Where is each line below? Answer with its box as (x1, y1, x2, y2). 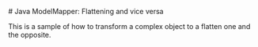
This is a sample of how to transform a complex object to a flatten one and (8, 22, 251, 31)
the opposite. (8, 31, 51, 39)
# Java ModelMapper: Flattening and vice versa (8, 7, 164, 16)
